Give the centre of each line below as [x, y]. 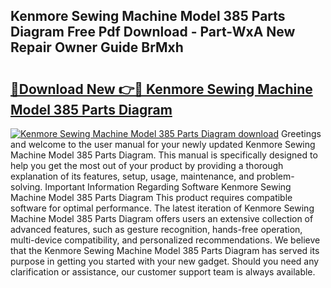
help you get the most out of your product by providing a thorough [147, 165]
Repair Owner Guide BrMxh [97, 47]
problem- [275, 176]
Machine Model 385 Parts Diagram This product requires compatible [151, 197]
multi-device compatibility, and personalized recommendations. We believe [165, 240]
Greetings [301, 133]
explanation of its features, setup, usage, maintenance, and [132, 176]
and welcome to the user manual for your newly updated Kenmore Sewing [163, 144]
